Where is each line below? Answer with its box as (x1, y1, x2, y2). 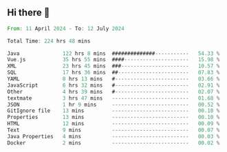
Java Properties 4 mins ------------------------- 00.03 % (7, 133, 220, 140)
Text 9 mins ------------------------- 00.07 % (7, 127, 220, 134)
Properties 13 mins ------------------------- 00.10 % (7, 114, 220, 121)
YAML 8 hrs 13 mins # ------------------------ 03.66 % (7, 76, 220, 83)
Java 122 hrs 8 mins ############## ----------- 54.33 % (7, 50, 220, 57)
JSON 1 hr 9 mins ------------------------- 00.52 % (7, 101, 220, 108)
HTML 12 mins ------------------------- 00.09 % (7, 120, 220, 127)
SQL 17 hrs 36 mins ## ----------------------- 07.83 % (7, 69, 220, 76)
